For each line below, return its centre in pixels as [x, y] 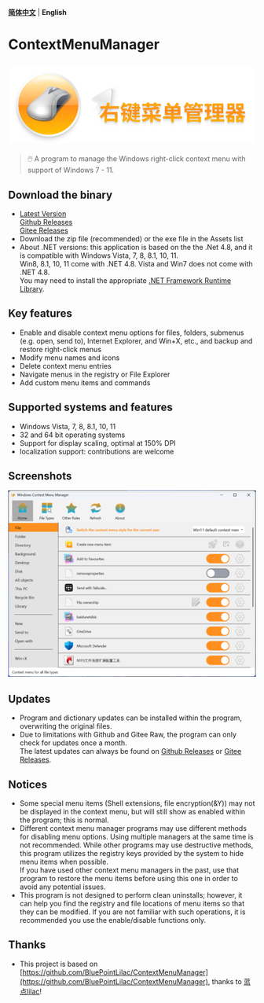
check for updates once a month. [73, 743]
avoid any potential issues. [62, 887]
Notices [27, 784]
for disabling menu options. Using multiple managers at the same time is [136, 837]
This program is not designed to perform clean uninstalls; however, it [131, 895]
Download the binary [60, 195]
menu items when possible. [64, 862]
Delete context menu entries [65, 366]
